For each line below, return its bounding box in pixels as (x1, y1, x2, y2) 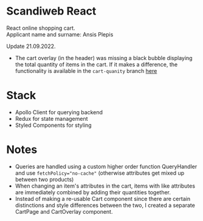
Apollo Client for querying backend (15, 108, 103, 116)
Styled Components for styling (15, 121, 92, 129)
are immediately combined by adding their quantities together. (15, 188, 171, 195)
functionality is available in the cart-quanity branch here (15, 67, 157, 74)
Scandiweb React (6, 4, 97, 18)
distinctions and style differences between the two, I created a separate (15, 202, 196, 209)
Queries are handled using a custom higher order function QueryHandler (15, 163, 198, 170)
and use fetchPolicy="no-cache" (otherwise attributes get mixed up (15, 169, 185, 177)
